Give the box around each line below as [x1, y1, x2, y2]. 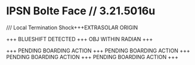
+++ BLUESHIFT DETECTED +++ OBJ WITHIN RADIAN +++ [6, 35, 153, 42]
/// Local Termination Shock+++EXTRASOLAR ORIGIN [6, 24, 138, 31]
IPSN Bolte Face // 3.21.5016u [6, 4, 156, 18]
